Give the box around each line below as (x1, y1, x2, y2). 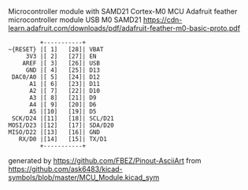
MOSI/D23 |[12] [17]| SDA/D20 (8, 121, 114, 129)
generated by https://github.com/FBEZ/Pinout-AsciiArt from (8, 156, 202, 165)
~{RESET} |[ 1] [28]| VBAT (8, 46, 104, 54)
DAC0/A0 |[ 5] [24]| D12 (11, 73, 101, 81)
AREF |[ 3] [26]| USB (22, 59, 101, 67)
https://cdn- (143, 15, 183, 24)
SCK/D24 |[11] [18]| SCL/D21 (11, 114, 114, 122)
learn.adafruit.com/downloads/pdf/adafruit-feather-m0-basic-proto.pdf (8, 24, 241, 32)
